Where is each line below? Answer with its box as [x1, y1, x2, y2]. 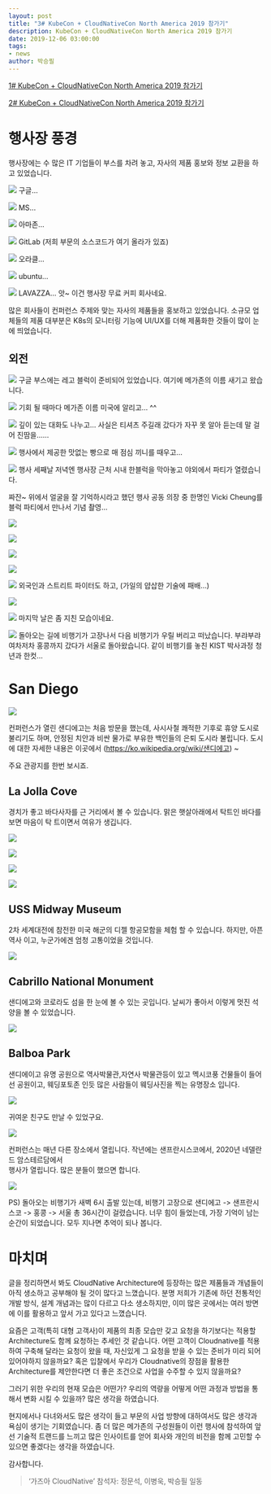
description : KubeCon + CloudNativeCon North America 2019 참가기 [8, 27, 233, 35]
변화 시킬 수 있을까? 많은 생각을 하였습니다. [23, 1393, 160, 1404]
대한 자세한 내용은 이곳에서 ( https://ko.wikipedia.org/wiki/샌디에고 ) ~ [16, 743, 239, 753]
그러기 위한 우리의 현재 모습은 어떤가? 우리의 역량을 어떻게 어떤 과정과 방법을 [8, 1383, 250, 1393]
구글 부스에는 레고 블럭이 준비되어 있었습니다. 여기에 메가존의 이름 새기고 [18, 375, 248, 385]
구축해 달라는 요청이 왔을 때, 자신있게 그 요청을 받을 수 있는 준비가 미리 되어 [23, 1346, 261, 1356]
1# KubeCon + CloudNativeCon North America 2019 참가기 [8, 81, 203, 90]
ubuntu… [18, 271, 49, 281]
